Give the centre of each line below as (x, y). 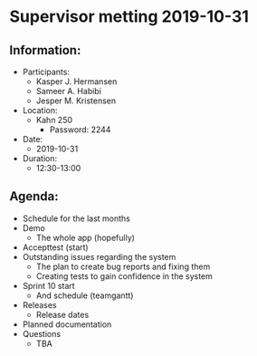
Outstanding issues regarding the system (99, 256)
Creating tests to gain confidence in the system (124, 276)
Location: (40, 110)
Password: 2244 (80, 130)
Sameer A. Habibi (69, 91)
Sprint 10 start (48, 285)
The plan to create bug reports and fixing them (123, 266)
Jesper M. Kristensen (76, 101)
